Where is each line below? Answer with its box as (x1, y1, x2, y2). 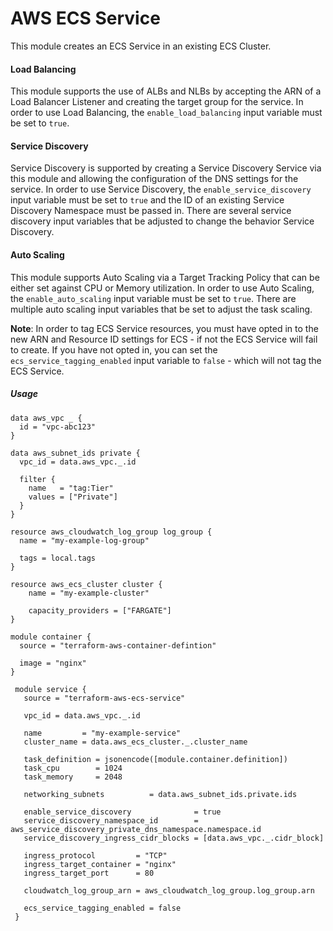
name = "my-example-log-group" (19, 535, 150, 546)
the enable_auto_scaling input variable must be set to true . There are (10, 292, 297, 304)
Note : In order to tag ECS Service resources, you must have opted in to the (10, 322, 319, 334)
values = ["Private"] (28, 492, 118, 502)
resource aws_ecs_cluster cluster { (10, 579, 163, 589)
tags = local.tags (19, 553, 97, 563)
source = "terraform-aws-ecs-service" (23, 693, 186, 703)
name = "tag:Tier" (28, 483, 114, 493)
